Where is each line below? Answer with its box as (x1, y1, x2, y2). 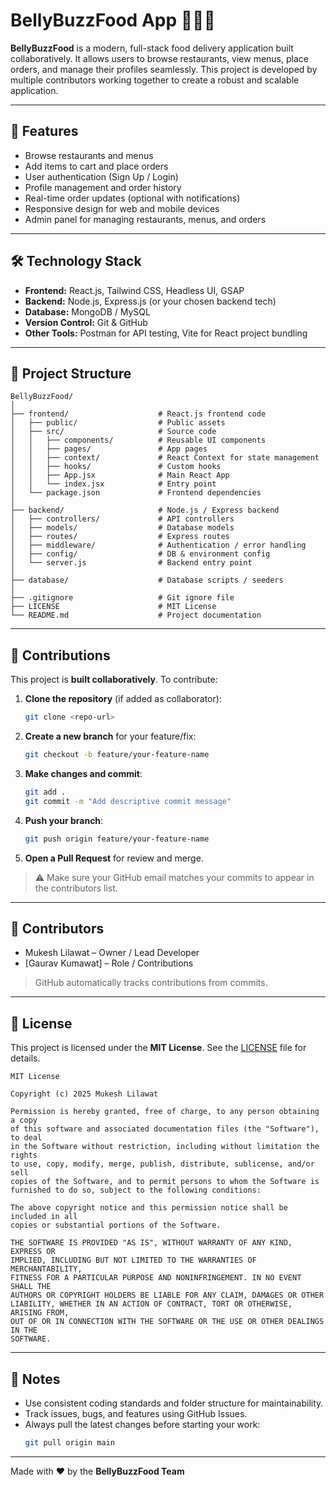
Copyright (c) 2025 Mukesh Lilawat (10, 1089, 159, 1099)
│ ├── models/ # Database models (10, 523, 235, 533)
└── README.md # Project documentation (10, 610, 262, 621)
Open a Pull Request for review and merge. (24, 852, 204, 864)
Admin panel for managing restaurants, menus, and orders (24, 213, 267, 225)
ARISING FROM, (10, 1308, 70, 1318)
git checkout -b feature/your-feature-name (24, 750, 210, 760)
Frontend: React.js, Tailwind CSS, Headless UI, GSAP (24, 284, 245, 296)
